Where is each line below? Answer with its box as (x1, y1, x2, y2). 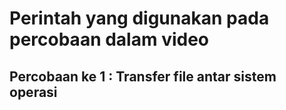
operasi (9, 83, 58, 101)
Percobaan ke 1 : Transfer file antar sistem (9, 68, 277, 85)
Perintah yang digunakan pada (9, 7, 270, 30)
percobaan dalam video (9, 28, 210, 51)
